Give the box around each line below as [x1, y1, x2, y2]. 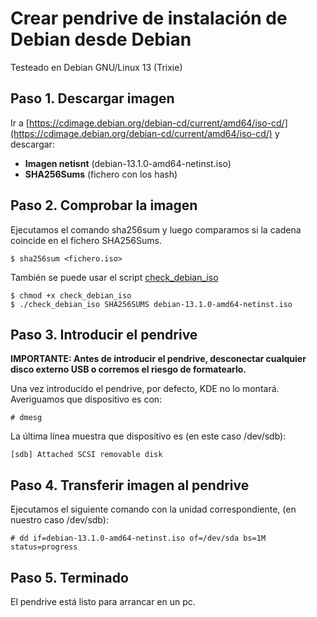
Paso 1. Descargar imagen [10, 90, 175, 107]
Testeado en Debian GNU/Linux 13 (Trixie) [10, 61, 183, 73]
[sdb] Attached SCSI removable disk [10, 450, 163, 460]
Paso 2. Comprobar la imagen [10, 197, 198, 214]
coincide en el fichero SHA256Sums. [10, 234, 162, 246]
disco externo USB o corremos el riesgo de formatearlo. [10, 363, 247, 376]
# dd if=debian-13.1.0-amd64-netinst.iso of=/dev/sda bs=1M [10, 533, 267, 544]
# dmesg [10, 413, 43, 423]
